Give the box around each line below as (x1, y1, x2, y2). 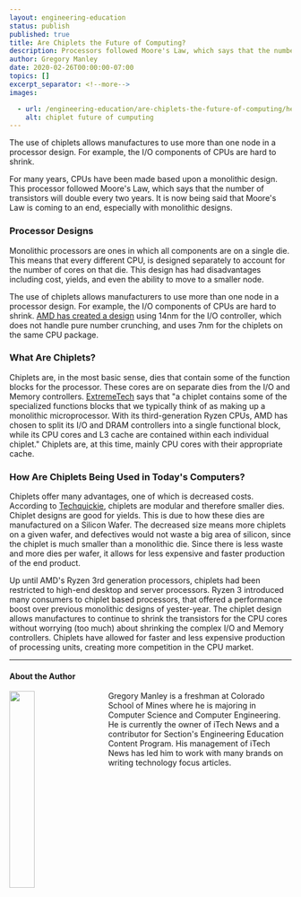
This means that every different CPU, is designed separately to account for (9, 255, 286, 266)
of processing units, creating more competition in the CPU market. (9, 642, 254, 653)
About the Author (9, 670, 76, 682)
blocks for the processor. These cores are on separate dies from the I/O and (9, 381, 291, 392)
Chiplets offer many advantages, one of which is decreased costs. (9, 491, 254, 502)
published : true (9, 30, 70, 39)
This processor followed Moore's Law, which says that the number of (9, 183, 264, 194)
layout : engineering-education (9, 13, 126, 22)
